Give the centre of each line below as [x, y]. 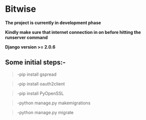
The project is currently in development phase [53, 23]
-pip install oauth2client [41, 84]
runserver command [26, 37]
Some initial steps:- [36, 62]
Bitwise [21, 9]
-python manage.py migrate [45, 112]
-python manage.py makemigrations [54, 103]
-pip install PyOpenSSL [40, 93]
